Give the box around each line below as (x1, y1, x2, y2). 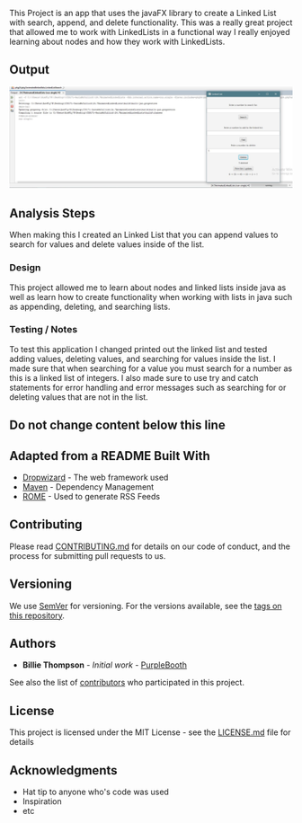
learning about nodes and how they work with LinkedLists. (9, 36, 226, 47)
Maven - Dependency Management (22, 482, 155, 492)
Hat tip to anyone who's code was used (22, 786, 169, 798)
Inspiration (22, 796, 62, 807)
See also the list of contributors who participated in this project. (9, 677, 245, 688)
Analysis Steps (9, 206, 96, 221)
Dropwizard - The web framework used (22, 472, 169, 483)
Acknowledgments (9, 763, 119, 778)
